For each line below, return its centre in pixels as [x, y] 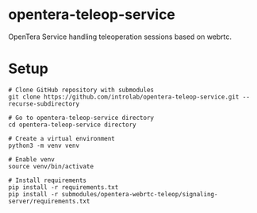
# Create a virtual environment [61, 138]
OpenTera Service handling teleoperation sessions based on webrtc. [120, 37]
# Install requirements [48, 180]
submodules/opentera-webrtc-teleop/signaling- [140, 194]
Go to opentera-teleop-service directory [85, 118]
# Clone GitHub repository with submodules [81, 90]
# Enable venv [32, 159]
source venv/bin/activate [51, 166]
